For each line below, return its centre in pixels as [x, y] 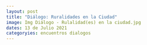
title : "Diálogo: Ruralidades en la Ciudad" [62, 17]
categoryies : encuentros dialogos [49, 33]
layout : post [22, 11]
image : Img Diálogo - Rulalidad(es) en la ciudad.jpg [74, 22]
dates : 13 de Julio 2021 [37, 28]
